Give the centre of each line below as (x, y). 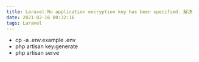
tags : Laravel (24, 23)
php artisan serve (37, 53)
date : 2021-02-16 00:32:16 (40, 17)
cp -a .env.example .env (45, 40)
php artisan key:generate (47, 46)
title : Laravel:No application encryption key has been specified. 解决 (100, 12)
